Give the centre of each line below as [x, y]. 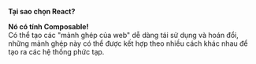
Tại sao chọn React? [42, 11]
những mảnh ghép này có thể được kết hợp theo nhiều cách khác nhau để [128, 43]
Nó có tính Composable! [48, 26]
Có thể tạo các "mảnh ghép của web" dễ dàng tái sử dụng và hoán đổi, [123, 35]
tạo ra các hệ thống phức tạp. [56, 52]
